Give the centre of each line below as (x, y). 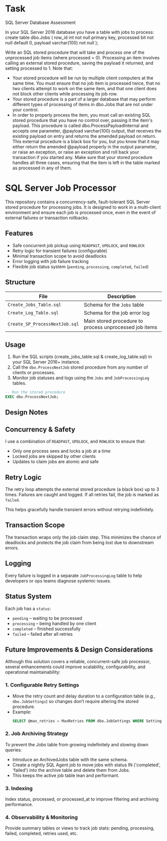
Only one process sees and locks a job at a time (61, 451)
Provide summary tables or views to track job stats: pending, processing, (80, 828)
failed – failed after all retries (42, 634)
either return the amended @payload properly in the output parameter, (85, 146)
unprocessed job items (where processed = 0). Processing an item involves (83, 57)
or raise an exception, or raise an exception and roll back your (76, 152)
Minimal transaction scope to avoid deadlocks (59, 256)
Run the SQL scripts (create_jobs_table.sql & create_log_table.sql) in (82, 357)
